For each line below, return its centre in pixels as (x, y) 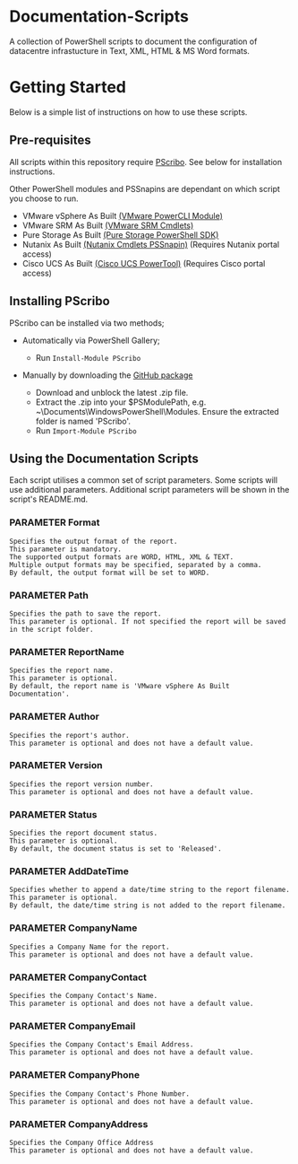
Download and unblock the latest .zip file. (112, 392)
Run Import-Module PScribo (86, 430)
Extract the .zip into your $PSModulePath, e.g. (121, 402)
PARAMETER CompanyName (73, 928)
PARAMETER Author (55, 717)
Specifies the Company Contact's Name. (84, 995)
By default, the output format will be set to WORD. (110, 573)
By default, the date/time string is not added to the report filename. (148, 906)
